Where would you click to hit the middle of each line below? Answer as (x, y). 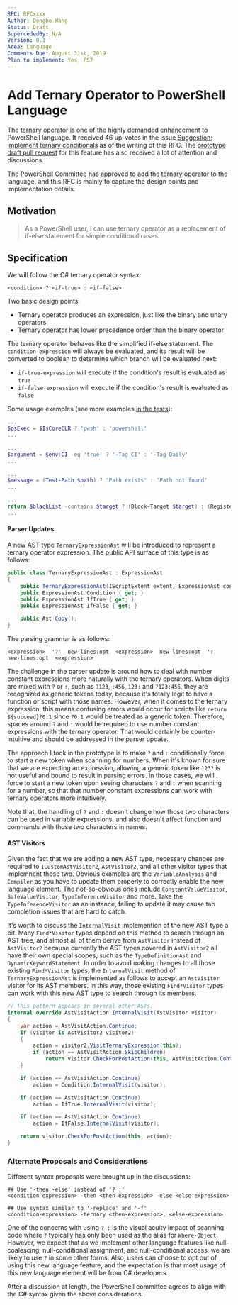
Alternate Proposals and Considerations (78, 1161)
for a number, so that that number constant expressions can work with (110, 791)
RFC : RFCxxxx (27, 14)
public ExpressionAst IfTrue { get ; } (77, 599)
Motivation (32, 211)
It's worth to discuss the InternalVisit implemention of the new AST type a (118, 926)
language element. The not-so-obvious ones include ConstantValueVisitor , (118, 889)
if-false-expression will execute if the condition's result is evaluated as (123, 388)
